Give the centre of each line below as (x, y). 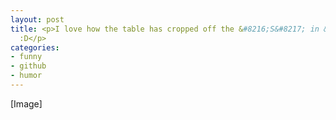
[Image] (26, 103)
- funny (26, 57)
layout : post (37, 19)
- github (28, 66)
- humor (26, 76)
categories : (35, 47)
